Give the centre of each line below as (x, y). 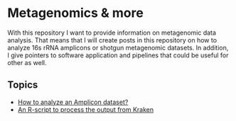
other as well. (27, 62)
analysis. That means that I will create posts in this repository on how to (112, 40)
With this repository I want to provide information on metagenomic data (112, 33)
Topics (23, 85)
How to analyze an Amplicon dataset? (73, 102)
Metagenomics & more (75, 13)
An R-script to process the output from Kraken (86, 109)
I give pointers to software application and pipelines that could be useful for (118, 55)
